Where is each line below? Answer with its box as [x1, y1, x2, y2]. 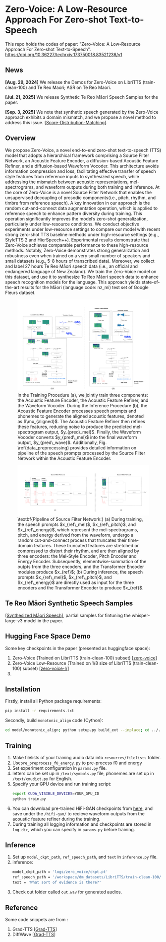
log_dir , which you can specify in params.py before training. [12, 826, 135, 832]
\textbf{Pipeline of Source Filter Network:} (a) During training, [17, 516, 143, 522]
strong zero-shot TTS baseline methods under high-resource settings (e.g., [5, 231, 160, 237]
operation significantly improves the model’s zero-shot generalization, [5, 216, 148, 221]
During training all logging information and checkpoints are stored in [12, 821, 152, 827]
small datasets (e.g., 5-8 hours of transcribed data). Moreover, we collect [5, 258, 155, 264]
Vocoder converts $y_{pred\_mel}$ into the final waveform [17, 435, 137, 440]
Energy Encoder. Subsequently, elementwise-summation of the [17, 558, 147, 564]
